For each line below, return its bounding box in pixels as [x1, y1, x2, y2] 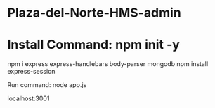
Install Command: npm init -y [7, 37, 181, 53]
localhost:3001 [7, 94, 50, 102]
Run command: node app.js [7, 81, 87, 89]
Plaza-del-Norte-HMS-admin [7, 5, 181, 21]
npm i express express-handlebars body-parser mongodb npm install [7, 60, 209, 68]
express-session [7, 68, 56, 76]
